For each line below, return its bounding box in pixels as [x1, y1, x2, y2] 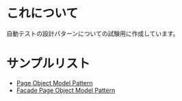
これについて [6, 5, 79, 21]
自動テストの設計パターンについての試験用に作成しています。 [6, 29, 179, 38]
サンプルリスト [6, 56, 90, 72]
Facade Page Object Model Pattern [16, 86, 116, 94]
